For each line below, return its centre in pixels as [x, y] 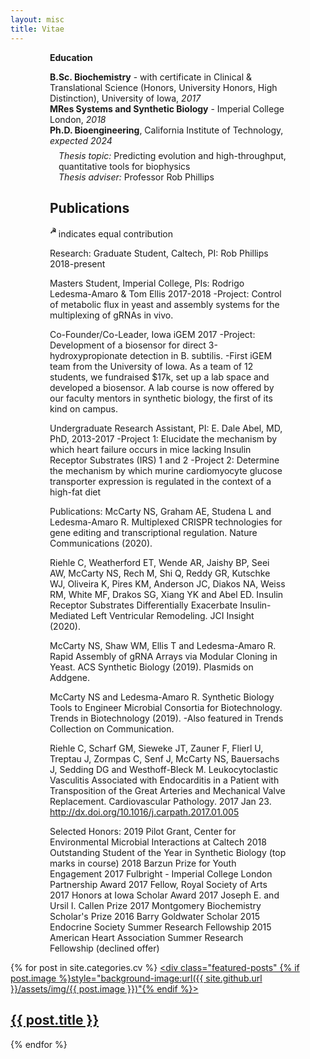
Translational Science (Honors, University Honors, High [163, 87]
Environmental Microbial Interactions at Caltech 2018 [158, 842]
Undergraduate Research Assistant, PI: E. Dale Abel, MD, [166, 428]
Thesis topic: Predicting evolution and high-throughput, [172, 155]
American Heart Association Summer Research [146, 937]
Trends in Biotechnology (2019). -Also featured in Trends [166, 718]
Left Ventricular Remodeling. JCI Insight [172, 615]
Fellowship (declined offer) [104, 948]
